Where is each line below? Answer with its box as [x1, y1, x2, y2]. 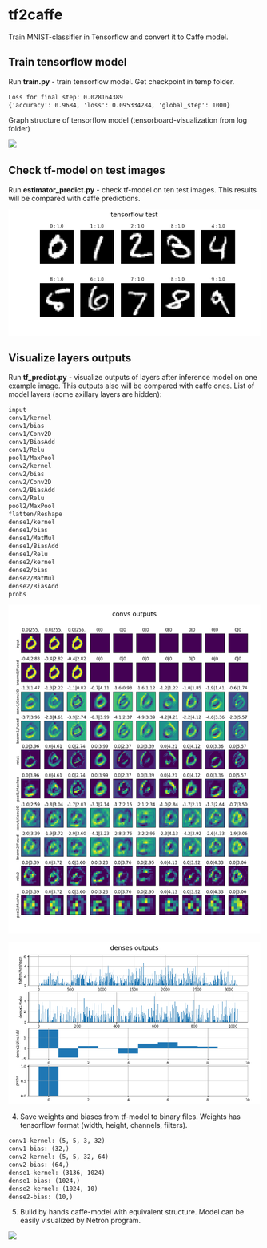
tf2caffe [8, 6, 63, 24]
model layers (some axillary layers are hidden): [8, 390, 162, 399]
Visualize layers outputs [8, 351, 132, 365]
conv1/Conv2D [8, 430, 52, 438]
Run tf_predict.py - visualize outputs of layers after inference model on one [8, 373, 257, 382]
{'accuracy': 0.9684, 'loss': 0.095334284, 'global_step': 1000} [8, 101, 230, 109]
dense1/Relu [8, 551, 48, 559]
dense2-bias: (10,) [8, 1193, 74, 1201]
